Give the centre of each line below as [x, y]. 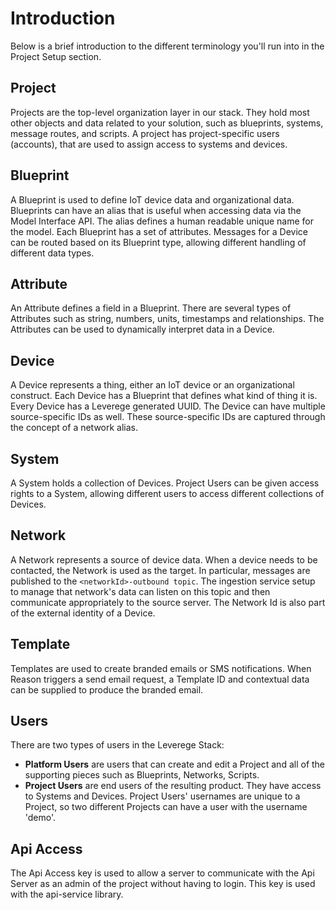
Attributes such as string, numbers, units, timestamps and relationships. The [167, 319]
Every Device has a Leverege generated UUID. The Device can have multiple [168, 406]
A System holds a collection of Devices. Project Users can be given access [165, 483]
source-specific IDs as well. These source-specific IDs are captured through [168, 417]
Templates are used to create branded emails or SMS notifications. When [161, 668]
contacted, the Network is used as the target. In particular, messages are [160, 570]
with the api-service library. [67, 894]
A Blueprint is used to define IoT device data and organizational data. [152, 199]
